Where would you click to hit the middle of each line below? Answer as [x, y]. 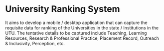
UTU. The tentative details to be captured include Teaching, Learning [76, 33]
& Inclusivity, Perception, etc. [35, 43]
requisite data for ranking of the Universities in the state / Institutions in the [82, 27]
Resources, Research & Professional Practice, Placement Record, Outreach [82, 38]
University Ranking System [63, 9]
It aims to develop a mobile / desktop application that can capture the [77, 23]
